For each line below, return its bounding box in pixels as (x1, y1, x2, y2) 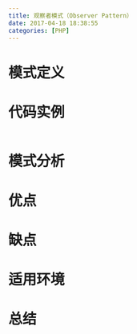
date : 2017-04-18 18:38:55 (8, 19, 99, 27)
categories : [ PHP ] (8, 26, 70, 34)
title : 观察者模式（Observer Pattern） (8, 11, 133, 20)
